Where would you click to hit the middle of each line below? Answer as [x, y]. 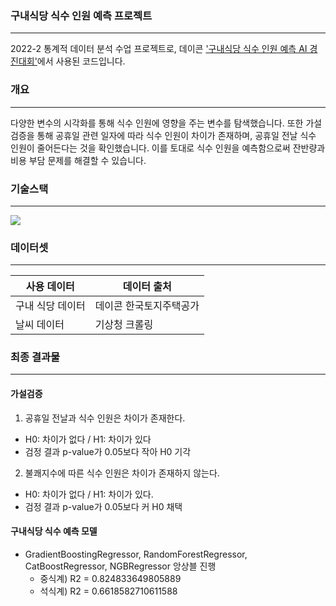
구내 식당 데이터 [50, 306]
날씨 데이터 [40, 325]
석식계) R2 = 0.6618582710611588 [108, 591]
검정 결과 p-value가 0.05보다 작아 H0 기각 [108, 451]
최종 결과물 [35, 357]
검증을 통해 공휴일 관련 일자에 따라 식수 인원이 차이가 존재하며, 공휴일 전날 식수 [163, 135]
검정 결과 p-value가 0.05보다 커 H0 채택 [103, 506]
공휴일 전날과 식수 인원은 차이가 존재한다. [105, 418]
